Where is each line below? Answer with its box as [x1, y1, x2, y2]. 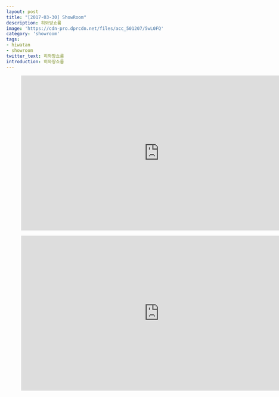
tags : [6, 36, 20, 42]
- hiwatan [6, 42, 31, 48]
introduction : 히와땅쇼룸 [6, 58, 64, 64]
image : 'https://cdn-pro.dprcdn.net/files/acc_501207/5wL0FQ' [6, 25, 164, 32]
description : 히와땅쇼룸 [6, 20, 61, 26]
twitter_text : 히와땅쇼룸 [6, 53, 64, 59]
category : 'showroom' [6, 31, 60, 37]
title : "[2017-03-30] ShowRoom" [6, 14, 86, 20]
